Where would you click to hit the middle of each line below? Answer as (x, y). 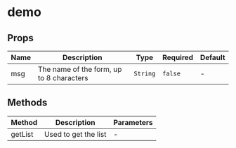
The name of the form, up (80, 69)
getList (22, 134)
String (145, 74)
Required (178, 58)
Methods (27, 103)
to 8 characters (63, 78)
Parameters (133, 122)
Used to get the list (76, 134)
